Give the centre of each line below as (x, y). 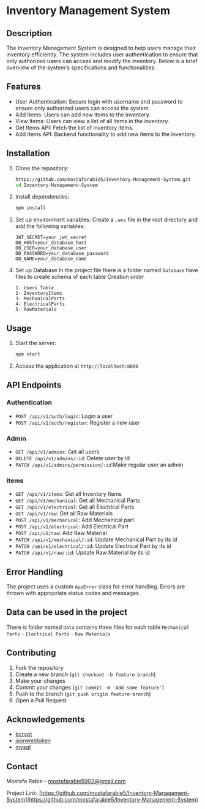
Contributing (31, 653)
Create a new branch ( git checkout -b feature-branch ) (85, 674)
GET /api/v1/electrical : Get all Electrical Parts (75, 507)
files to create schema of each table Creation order (80, 277)
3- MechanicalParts (40, 299)
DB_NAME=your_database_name (51, 259)
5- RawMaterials (36, 310)
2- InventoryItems (39, 294)
